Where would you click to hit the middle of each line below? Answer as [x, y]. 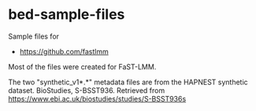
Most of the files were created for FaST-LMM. [82, 67]
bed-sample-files [67, 15]
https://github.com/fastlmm [64, 51]
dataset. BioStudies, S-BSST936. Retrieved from [87, 90]
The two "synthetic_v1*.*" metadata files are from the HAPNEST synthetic [128, 82]
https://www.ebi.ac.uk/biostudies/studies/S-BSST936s [97, 98]
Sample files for [34, 36]
